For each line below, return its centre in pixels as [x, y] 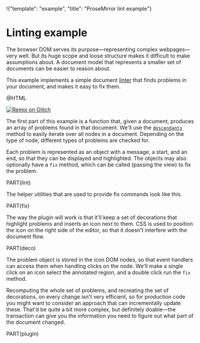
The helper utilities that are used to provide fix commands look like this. [94, 194]
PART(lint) [19, 183]
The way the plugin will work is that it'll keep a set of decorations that [92, 217]
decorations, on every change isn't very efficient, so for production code [96, 296]
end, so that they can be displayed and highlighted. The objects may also [96, 158]
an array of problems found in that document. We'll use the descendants [94, 128]
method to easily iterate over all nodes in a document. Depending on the [95, 133]
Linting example [47, 33]
